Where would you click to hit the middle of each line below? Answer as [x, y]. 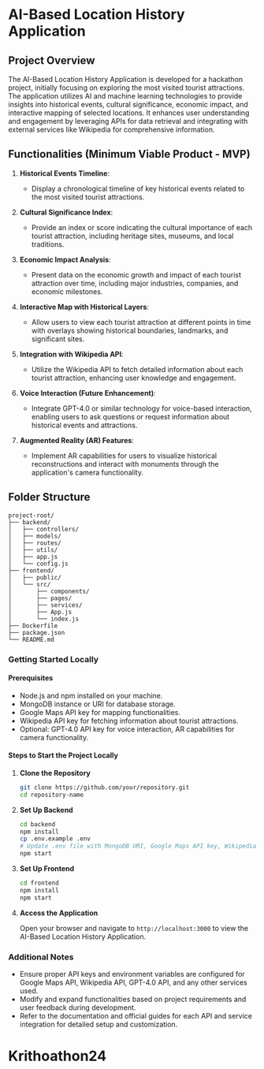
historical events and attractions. [84, 425]
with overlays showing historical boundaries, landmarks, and [130, 330]
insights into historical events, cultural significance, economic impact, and [128, 104]
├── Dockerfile [33, 626]
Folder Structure [49, 497]
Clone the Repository [55, 773]
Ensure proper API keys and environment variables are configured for [132, 974]
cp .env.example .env [55, 839]
